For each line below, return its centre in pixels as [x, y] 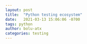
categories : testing [27, 33]
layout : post [19, 10]
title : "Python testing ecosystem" [44, 15]
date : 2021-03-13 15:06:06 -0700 [43, 19]
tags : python [19, 24]
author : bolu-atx [24, 29]
